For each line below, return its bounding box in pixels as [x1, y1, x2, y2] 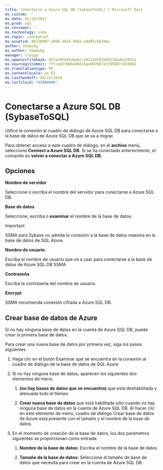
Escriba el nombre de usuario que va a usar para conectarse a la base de [5, 256, 152, 262]
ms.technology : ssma [5, 30, 47, 35]
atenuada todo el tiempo [19, 391, 69, 397]
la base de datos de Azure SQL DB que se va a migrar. [5, 133, 114, 138]
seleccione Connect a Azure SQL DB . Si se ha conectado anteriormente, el [5, 147, 156, 153]
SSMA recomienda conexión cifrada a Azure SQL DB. [5, 299, 112, 306]
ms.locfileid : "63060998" [5, 80, 58, 85]
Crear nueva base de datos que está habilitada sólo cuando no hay [19, 400, 155, 406]
